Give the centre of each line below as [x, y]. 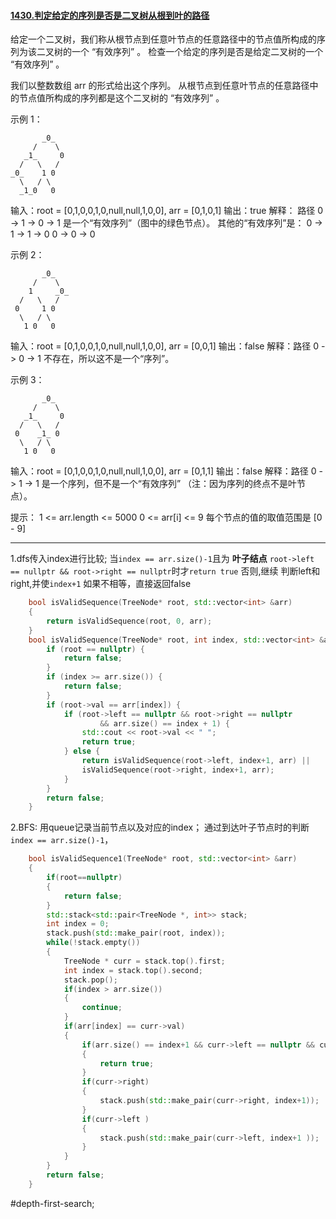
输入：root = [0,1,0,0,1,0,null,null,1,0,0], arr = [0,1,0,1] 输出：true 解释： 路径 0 [167, 211]
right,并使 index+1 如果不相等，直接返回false [101, 584]
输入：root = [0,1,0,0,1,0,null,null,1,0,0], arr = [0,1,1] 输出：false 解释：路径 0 [163, 471]
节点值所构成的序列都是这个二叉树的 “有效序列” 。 [121, 98]
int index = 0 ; [78, 924]
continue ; [102, 1008]
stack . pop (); [90, 980]
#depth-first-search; [52, 1203]
